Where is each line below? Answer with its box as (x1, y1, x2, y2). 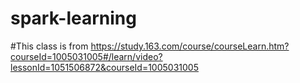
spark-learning (10, 7, 137, 30)
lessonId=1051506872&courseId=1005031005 (10, 61, 199, 73)
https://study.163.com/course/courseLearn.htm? (90, 40, 290, 52)
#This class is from (10, 40, 89, 52)
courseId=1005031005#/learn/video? (10, 50, 163, 62)
